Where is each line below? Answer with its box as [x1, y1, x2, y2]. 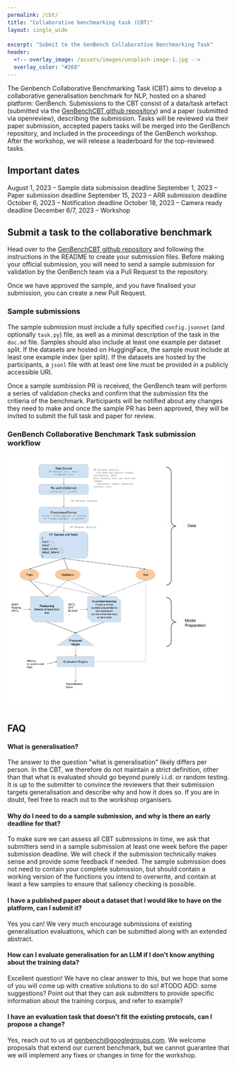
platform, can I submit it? [7, 904, 83, 913]
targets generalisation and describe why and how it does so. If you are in [7, 788, 219, 796]
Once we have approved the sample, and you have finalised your [7, 282, 197, 290]
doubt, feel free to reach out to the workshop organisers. [7, 796, 173, 804]
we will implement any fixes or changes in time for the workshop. [7, 1051, 197, 1060]
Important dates [7, 165, 80, 177]
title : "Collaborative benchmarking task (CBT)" [7, 18, 154, 26]
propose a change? [7, 1020, 65, 1029]
